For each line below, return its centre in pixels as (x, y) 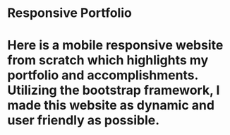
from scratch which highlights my (108, 60)
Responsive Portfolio (69, 13)
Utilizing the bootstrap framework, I (114, 90)
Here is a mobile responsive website (115, 46)
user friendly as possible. (84, 121)
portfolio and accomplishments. (103, 75)
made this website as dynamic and (111, 106)
